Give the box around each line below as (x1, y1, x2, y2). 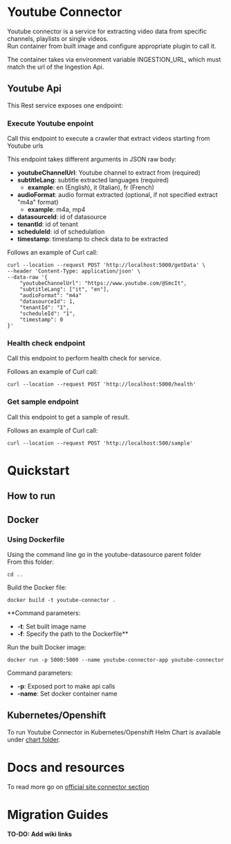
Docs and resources (7, 759, 125, 775)
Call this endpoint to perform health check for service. (7, 354, 162, 363)
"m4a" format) (17, 198, 59, 207)
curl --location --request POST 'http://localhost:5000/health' (7, 381, 196, 388)
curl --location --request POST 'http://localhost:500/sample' (7, 440, 194, 447)
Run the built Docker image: (7, 643, 86, 651)
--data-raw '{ (7, 274, 48, 281)
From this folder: (7, 558, 54, 566)
